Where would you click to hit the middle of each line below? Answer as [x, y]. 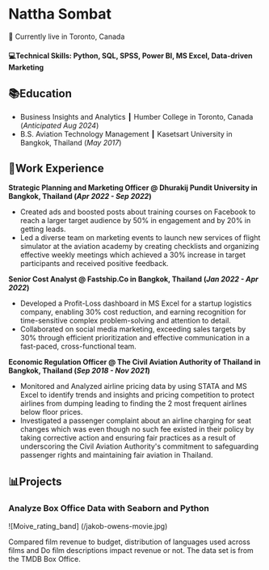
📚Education [40, 93]
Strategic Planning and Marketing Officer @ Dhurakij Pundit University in [133, 188]
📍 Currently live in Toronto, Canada [67, 36]
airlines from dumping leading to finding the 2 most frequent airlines [133, 403]
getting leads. [43, 229]
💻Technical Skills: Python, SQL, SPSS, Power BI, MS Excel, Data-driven [130, 55]
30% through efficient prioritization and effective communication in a [135, 338]
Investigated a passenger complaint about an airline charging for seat [136, 420]
